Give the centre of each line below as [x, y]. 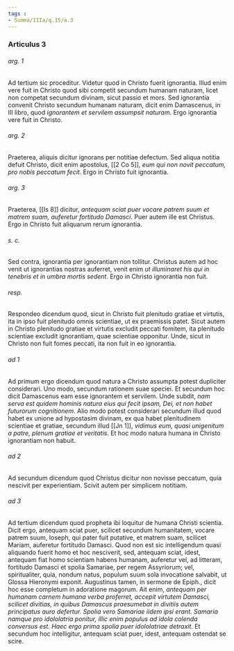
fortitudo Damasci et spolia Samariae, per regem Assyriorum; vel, [101, 567]
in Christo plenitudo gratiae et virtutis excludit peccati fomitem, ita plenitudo [116, 329]
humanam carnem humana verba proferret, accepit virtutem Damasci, [109, 597]
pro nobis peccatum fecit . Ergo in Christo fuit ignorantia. [88, 172]
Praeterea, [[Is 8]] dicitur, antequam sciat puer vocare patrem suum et [109, 210]
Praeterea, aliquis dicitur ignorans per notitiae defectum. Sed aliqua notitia [114, 157]
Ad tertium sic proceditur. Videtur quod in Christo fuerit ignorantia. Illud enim [117, 83]
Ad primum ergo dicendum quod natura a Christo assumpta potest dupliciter [117, 381]
